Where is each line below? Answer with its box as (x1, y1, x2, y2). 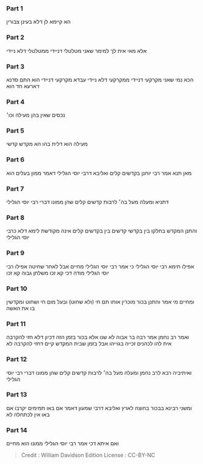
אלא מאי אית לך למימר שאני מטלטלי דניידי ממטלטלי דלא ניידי (6, 47, 147, 54)
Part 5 (6, 126, 24, 135)
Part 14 (6, 426, 27, 434)
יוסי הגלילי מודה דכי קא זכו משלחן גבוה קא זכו (6, 269, 109, 276)
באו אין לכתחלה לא (6, 411, 50, 418)
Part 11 (6, 319, 26, 328)
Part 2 (6, 33, 25, 42)
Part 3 (6, 62, 25, 70)
